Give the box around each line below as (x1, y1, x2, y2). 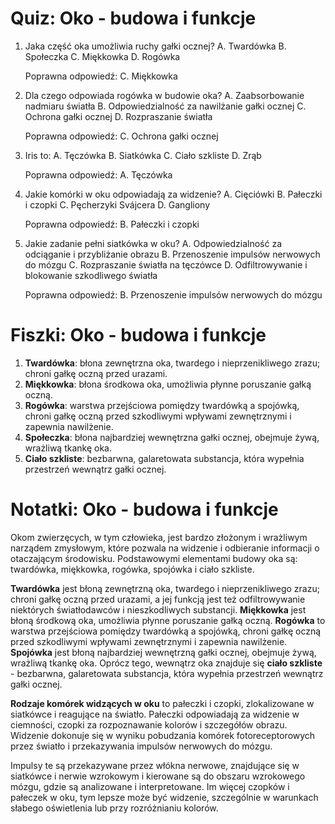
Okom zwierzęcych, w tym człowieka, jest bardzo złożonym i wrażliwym (10, 531, 308, 543)
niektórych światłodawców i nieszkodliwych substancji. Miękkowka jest (10, 603, 307, 616)
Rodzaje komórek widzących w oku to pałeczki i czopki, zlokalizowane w (10, 697, 315, 709)
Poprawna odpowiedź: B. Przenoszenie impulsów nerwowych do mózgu (24, 288, 323, 301)
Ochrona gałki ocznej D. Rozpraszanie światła (24, 110, 213, 122)
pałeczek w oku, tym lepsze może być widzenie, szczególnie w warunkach (10, 791, 319, 803)
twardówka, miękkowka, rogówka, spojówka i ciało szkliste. (10, 563, 255, 575)
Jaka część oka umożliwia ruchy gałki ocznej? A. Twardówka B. (24, 40, 287, 52)
